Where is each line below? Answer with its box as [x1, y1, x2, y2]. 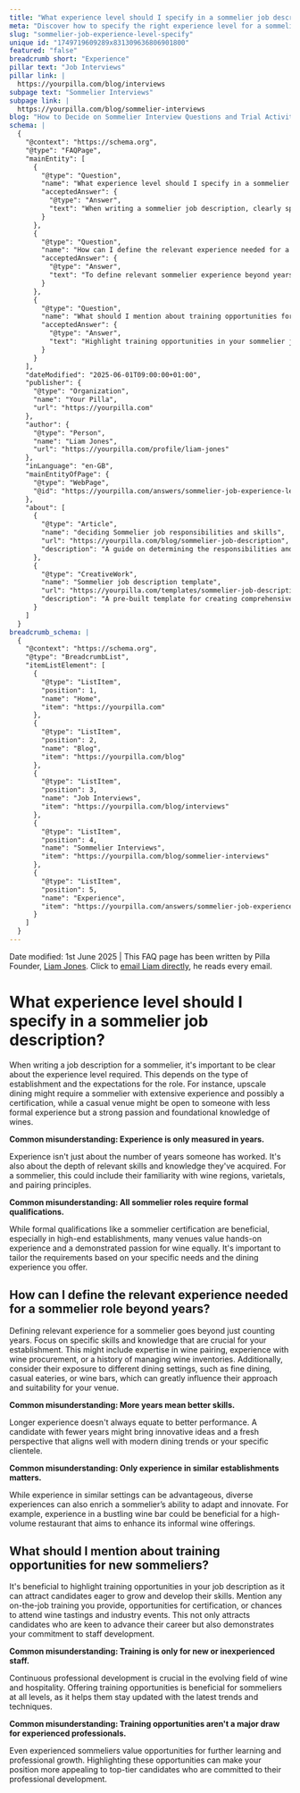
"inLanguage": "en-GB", [25, 462, 114, 471]
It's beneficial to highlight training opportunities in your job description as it [9, 1581, 286, 1592]
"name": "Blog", [41, 743, 102, 753]
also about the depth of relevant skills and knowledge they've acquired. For [9, 1160, 287, 1171]
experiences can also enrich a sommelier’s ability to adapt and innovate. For [9, 1498, 288, 1510]
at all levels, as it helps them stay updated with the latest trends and [9, 1692, 259, 1703]
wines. [9, 1116, 34, 1127]
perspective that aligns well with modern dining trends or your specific [9, 1436, 270, 1446]
